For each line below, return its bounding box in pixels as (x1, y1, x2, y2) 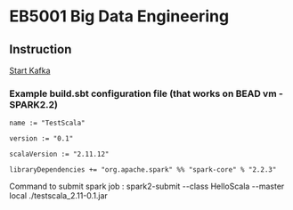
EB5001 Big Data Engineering (9, 6, 230, 27)
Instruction (9, 42, 72, 57)
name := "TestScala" (9, 118, 86, 128)
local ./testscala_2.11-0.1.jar (9, 190, 109, 201)
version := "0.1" (9, 134, 74, 143)
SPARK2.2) (9, 98, 58, 110)
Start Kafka (9, 65, 51, 76)
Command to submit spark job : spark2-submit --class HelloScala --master (9, 181, 285, 192)
